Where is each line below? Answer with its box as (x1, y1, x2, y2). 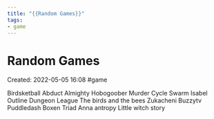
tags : (7, 17, 23, 24)
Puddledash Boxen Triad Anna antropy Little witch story (7, 104, 166, 112)
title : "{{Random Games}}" (7, 10, 85, 17)
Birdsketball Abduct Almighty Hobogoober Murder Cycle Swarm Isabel (7, 89, 208, 98)
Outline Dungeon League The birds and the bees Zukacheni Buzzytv (7, 96, 202, 104)
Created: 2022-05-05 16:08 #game (7, 75, 108, 84)
